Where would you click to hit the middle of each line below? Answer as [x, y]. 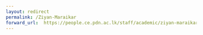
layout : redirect [28, 12]
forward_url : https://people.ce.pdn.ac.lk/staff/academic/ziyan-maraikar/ [103, 23]
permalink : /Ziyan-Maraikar [41, 17]
